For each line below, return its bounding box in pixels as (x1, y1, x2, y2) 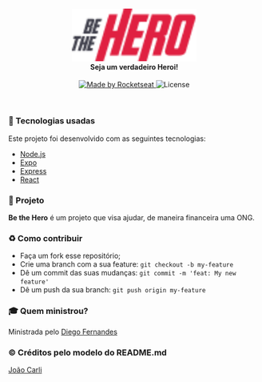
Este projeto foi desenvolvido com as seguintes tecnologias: (8, 134, 206, 143)
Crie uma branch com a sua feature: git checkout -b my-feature (19, 259, 234, 269)
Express (19, 166, 47, 175)
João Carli (8, 364, 42, 374)
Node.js (19, 149, 46, 159)
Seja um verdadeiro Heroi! (90, 62, 178, 71)
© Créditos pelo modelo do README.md (8, 347, 168, 358)
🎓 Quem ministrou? (8, 306, 89, 317)
